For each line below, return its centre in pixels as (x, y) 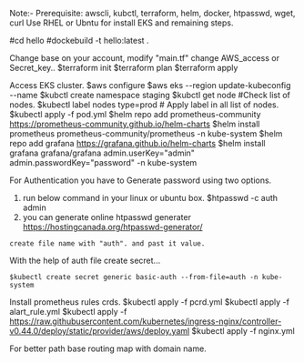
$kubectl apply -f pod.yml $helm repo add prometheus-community (135, 114)
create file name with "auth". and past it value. (107, 244)
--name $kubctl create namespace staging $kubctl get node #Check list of (150, 95)
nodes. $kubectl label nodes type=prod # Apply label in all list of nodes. (144, 105)
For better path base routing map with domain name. (108, 348)
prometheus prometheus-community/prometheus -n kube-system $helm (146, 134)
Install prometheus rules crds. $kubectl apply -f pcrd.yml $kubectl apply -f (149, 302)
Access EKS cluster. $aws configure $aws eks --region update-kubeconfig (150, 85)
